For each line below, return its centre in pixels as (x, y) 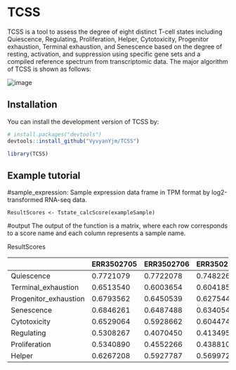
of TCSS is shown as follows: (49, 69)
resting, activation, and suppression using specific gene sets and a (104, 54)
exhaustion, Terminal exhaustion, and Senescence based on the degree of (115, 46)
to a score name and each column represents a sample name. (97, 233)
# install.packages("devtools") (54, 134)
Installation (32, 105)
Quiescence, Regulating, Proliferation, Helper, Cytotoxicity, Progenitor (108, 39)
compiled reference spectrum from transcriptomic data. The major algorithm (118, 61)
